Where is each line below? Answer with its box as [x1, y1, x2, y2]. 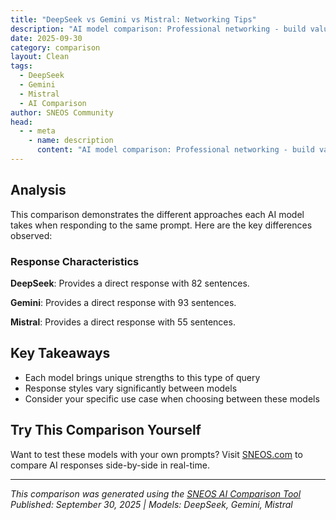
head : [10, 117, 33, 127]
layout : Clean [10, 52, 70, 62]
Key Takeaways [10, 345, 111, 362]
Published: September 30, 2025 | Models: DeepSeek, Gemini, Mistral [10, 498, 293, 510]
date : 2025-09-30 [10, 33, 83, 43]
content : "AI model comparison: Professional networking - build [36, 145, 315, 155]
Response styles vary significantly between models [24, 382, 238, 394]
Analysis [10, 182, 67, 199]
